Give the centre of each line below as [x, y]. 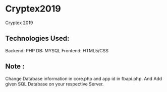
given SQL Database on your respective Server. [54, 84]
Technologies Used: [37, 38]
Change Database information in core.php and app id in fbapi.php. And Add [84, 78]
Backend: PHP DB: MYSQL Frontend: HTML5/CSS [57, 50]
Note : [15, 67]
